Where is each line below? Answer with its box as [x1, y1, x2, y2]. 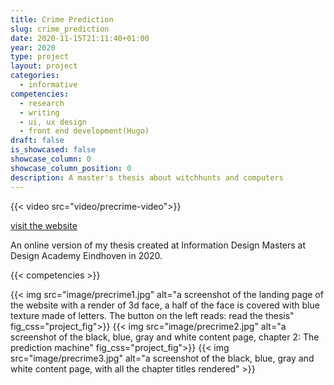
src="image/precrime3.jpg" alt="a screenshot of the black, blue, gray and [10, 352, 315, 364]
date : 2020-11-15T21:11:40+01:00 [10, 33, 150, 43]
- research [19, 98, 65, 108]
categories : [10, 71, 60, 81]
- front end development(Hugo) [19, 126, 150, 136]
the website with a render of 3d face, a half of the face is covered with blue [10, 299, 320, 311]
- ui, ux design [19, 117, 87, 127]
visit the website [10, 219, 78, 231]
